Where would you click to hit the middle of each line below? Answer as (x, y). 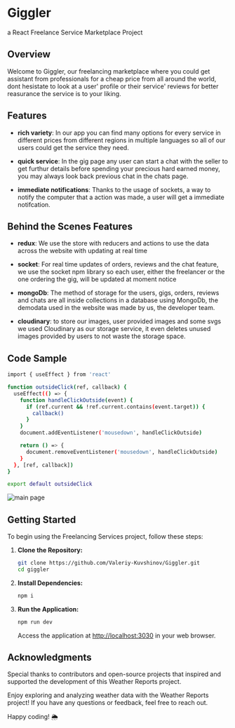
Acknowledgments (50, 658)
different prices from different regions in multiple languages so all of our (121, 140)
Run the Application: (48, 609)
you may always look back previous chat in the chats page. (103, 176)
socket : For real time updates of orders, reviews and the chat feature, (118, 264)
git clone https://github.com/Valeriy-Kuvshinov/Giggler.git (109, 563)
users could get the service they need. (73, 147)
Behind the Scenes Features (70, 226)
